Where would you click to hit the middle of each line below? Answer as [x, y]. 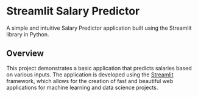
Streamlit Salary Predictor [73, 11]
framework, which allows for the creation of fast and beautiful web [90, 81]
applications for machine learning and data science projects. [82, 87]
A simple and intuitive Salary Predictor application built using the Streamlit [99, 28]
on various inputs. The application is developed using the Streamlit [90, 75]
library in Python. [28, 34]
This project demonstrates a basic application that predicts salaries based [99, 68]
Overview [25, 54]
